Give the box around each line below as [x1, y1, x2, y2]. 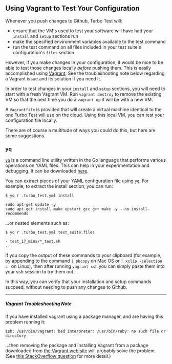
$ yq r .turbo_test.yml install [5, 193, 74, 199]
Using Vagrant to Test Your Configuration [5, 4, 140, 13]
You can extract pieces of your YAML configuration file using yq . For [5, 178, 149, 184]
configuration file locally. [5, 117, 57, 123]
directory [5, 333, 27, 338]
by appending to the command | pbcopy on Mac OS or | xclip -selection [5, 258, 162, 264]
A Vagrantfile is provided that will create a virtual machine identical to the [5, 106, 162, 112]
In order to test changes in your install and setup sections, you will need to [5, 85, 165, 92]
